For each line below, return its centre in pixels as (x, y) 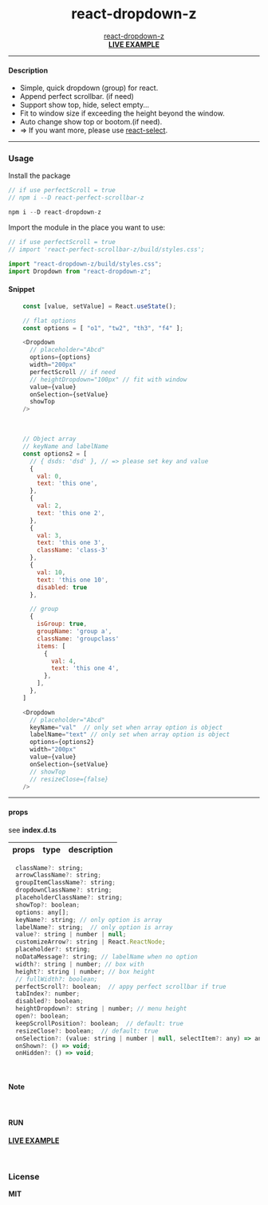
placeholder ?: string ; (53, 950)
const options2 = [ (55, 454)
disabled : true (62, 587)
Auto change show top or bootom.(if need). (91, 122)
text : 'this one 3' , (71, 543)
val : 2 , (49, 506)
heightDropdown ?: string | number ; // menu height (101, 1009)
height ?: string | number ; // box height (85, 971)
